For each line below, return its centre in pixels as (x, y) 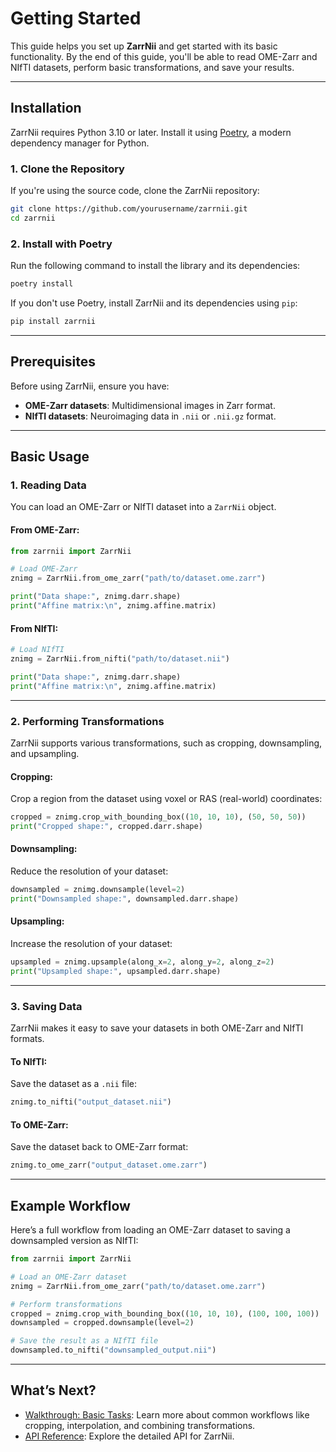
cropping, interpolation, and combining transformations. (140, 1425)
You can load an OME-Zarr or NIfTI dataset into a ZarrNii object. (143, 507)
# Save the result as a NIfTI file (84, 1341)
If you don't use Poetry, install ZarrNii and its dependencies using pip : (154, 303)
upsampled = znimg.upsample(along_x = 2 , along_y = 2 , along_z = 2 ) (142, 962)
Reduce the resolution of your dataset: (89, 871)
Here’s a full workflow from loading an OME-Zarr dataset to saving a (150, 1230)
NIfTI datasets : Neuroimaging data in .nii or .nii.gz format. (150, 416)
